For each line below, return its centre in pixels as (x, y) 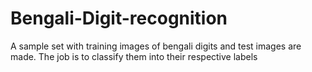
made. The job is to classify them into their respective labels (134, 56)
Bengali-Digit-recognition (119, 18)
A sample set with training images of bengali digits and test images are (156, 46)
